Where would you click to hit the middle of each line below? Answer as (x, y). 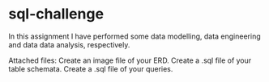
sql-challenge (56, 14)
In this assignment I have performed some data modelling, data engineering (134, 36)
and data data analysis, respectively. (69, 44)
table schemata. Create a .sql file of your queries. (91, 68)
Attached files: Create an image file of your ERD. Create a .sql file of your (130, 60)
